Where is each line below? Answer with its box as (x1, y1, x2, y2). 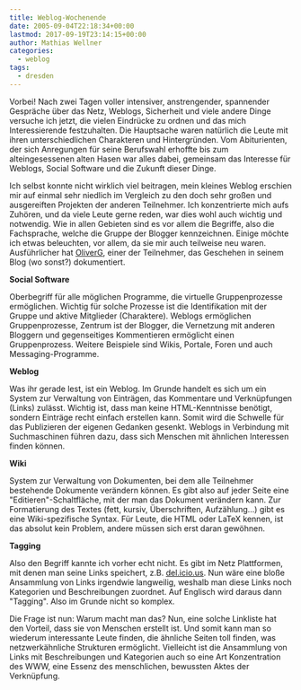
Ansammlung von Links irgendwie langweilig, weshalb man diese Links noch (9, 576, 292, 588)
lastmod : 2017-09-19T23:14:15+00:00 (9, 30, 146, 39)
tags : (9, 64, 30, 73)
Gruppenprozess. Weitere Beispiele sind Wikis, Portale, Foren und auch (9, 338, 273, 350)
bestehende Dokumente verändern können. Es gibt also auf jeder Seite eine (9, 485, 289, 495)
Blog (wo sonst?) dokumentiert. (9, 257, 126, 267)
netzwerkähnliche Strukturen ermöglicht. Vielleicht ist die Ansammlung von (9, 642, 288, 652)
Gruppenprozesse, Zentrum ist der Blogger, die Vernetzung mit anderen (9, 319, 276, 330)
